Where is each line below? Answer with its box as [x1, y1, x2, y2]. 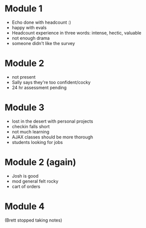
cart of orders [11, 183, 41, 189]
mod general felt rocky [11, 178, 59, 184]
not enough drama [11, 35, 50, 41]
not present [11, 74, 36, 80]
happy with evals [11, 24, 47, 30]
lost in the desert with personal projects [11, 118, 93, 124]
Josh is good [11, 173, 39, 179]
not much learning [11, 129, 50, 135]
